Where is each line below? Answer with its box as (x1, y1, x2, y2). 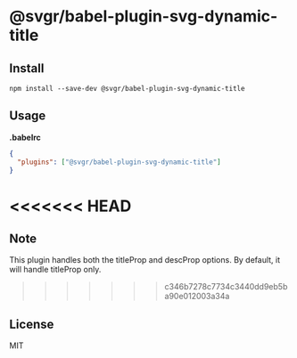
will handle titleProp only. (9, 264, 102, 275)
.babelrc (9, 132, 42, 142)
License (9, 316, 54, 331)
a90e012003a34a (164, 291, 230, 302)
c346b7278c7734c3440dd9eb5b (164, 281, 288, 292)
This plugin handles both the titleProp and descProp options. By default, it (9, 255, 281, 265)
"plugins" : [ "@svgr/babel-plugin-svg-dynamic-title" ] (17, 158, 221, 167)
